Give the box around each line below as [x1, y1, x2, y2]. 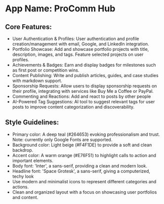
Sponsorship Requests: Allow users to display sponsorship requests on [12, 83, 157, 89]
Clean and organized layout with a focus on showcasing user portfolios [12, 189, 157, 195]
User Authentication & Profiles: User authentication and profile [12, 36, 139, 41]
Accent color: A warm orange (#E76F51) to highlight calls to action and [12, 152, 157, 158]
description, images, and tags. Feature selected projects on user [12, 51, 144, 57]
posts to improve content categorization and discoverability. [12, 104, 135, 110]
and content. [12, 194, 39, 200]
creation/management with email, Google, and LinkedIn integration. [12, 41, 149, 47]
